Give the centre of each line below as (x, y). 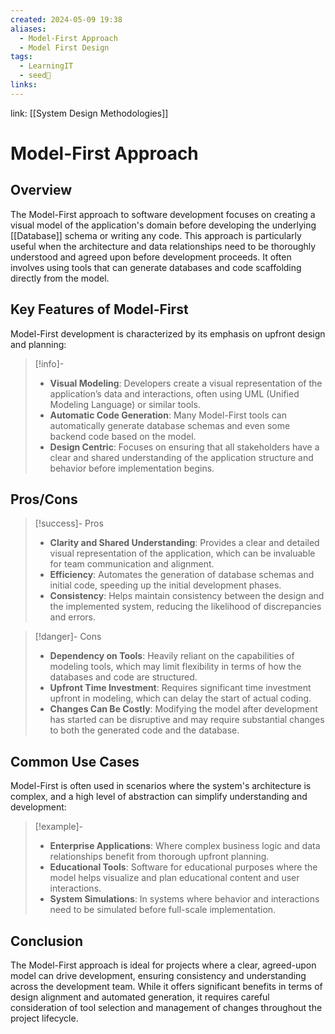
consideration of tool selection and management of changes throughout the (166, 1007)
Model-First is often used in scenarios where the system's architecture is (161, 786)
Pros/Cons (44, 499)
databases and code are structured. (123, 677)
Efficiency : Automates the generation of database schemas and (182, 575)
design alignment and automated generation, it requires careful (140, 997)
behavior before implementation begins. (132, 468)
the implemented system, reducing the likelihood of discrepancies (185, 607)
